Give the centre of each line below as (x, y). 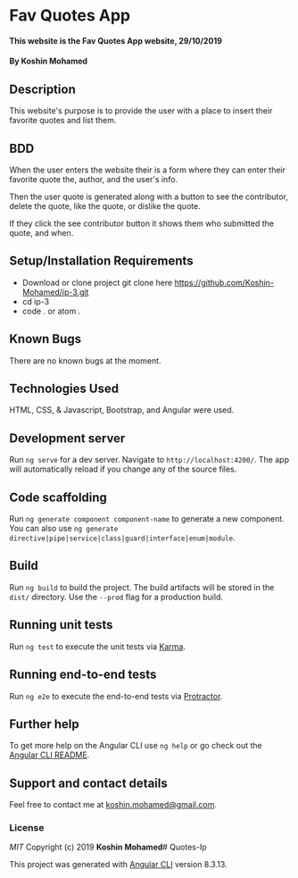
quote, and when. (41, 233)
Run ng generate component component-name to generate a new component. (147, 519)
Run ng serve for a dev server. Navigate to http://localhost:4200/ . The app (149, 460)
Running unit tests (61, 625)
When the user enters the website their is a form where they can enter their (148, 170)
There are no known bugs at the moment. (86, 360)
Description (42, 89)
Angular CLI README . (50, 755)
